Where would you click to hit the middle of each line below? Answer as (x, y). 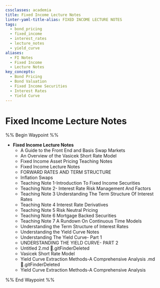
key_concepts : (20, 72)
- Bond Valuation (28, 81)
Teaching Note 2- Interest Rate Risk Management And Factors (86, 189)
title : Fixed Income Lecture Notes (43, 15)
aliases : (15, 53)
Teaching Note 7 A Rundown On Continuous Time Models (81, 221)
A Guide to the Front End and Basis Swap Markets (73, 150)
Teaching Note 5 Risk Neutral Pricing (59, 210)
